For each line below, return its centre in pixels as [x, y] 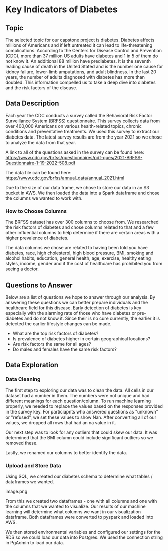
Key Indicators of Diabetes [61, 9]
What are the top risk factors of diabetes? [55, 333]
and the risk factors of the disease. [41, 88]
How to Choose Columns [36, 211]
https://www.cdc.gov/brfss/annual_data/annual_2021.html [65, 178]
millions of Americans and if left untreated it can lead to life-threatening [79, 45]
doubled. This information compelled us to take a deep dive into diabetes [81, 82]
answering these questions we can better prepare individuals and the [77, 302]
